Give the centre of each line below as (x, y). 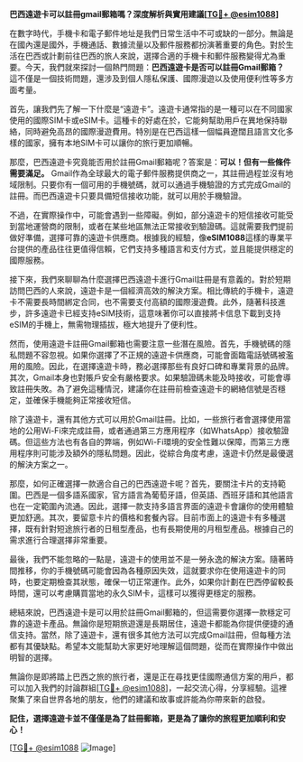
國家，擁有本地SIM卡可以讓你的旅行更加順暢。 (111, 143)
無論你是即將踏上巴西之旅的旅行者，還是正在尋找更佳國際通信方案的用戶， (147, 677)
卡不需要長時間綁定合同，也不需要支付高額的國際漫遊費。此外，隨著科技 (143, 302)
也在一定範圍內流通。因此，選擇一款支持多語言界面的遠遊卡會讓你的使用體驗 (151, 506)
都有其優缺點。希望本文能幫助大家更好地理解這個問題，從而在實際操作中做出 (151, 646)
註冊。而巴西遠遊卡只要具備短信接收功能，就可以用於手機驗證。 (128, 196)
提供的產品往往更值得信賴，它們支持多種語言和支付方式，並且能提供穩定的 (155, 249)
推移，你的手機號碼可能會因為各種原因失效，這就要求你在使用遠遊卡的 (147, 571)
